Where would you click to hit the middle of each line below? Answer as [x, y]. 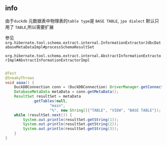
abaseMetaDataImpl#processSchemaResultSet [50, 47]
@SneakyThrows [20, 78]
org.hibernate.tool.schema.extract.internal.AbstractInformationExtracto [83, 56]
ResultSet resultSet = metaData [47, 97]
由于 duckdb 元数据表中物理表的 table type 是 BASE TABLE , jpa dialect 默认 [80, 21]
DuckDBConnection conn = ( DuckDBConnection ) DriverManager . [78, 87]
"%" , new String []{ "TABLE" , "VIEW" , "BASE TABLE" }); [105, 110]
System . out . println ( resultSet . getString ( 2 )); [71, 124]
